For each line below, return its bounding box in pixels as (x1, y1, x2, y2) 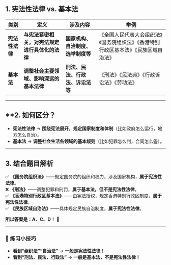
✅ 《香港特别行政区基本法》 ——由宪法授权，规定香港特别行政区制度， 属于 (5, 193, 162, 199)
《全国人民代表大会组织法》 (99, 31, 163, 38)
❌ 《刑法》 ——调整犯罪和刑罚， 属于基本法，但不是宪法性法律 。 (5, 187, 139, 193)
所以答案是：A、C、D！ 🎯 (5, 216, 60, 223)
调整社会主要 (23, 67, 54, 74)
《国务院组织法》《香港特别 (99, 39, 160, 46)
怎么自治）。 (17, 131, 42, 138)
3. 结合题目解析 (5, 160, 53, 168)
